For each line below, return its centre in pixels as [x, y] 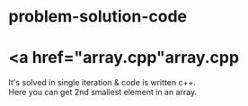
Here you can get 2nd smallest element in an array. [103, 93]
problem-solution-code [98, 17]
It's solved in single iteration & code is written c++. [102, 83]
